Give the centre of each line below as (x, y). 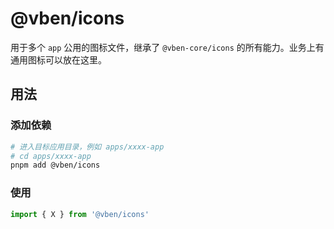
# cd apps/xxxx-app (51, 156)
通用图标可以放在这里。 (58, 59)
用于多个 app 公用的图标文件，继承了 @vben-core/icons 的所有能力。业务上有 (167, 47)
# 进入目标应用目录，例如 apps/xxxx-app (87, 147)
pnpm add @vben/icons (55, 165)
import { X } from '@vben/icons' (80, 214)
